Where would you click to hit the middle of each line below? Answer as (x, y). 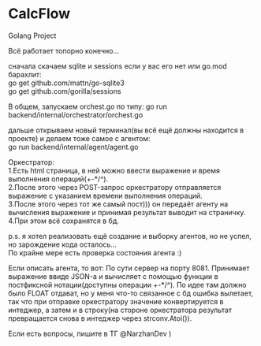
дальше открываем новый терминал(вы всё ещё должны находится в (126, 130)
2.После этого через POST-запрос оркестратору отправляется (115, 187)
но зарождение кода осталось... (62, 244)
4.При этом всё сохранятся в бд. (64, 221)
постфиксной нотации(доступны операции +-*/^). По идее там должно (127, 285)
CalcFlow (39, 14)
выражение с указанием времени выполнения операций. (105, 195)
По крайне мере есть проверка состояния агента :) (95, 252)
